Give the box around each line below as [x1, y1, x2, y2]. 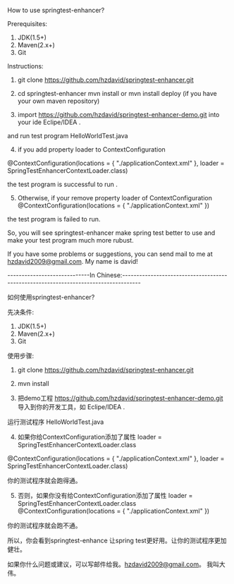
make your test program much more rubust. [7, 236, 134, 244]
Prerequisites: [7, 20, 48, 28]
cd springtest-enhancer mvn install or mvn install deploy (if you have [17, 90, 217, 97]
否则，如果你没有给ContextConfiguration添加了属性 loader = [17, 492, 193, 499]
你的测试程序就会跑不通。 [7, 521, 82, 530]
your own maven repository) [17, 97, 100, 105]
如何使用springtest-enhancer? [7, 293, 95, 301]
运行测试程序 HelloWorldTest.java [7, 418, 104, 426]
